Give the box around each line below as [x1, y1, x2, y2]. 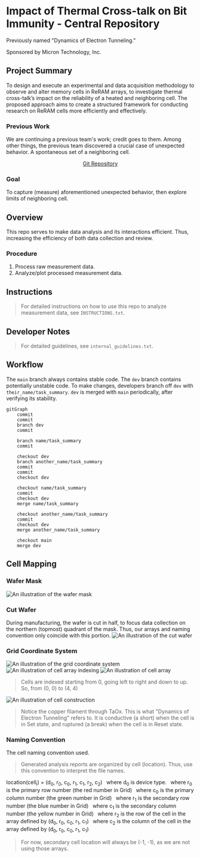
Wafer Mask [6, 577, 42, 585]
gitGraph [6, 406, 28, 412]
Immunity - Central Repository [6, 17, 160, 31]
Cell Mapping [6, 559, 57, 569]
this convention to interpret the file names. [20, 767, 125, 774]
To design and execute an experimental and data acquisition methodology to [6, 81, 195, 89]
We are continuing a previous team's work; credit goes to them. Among [6, 136, 181, 143]
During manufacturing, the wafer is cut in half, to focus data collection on [6, 619, 186, 626]
